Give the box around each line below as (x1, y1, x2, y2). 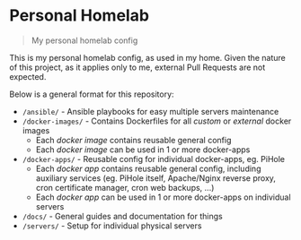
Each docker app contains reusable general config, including (35, 163, 261, 174)
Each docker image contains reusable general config (35, 134, 232, 145)
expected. (9, 71, 47, 81)
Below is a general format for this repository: (9, 89, 174, 99)
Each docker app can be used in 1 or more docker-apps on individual (35, 192, 291, 202)
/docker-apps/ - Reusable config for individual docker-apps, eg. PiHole (22, 153, 286, 164)
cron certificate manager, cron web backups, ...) (35, 182, 215, 193)
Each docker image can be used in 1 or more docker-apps (35, 144, 251, 155)
